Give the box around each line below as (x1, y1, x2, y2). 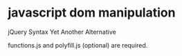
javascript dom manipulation (8, 5, 176, 21)
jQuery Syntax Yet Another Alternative (8, 28, 116, 36)
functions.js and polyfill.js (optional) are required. (8, 41, 148, 49)
